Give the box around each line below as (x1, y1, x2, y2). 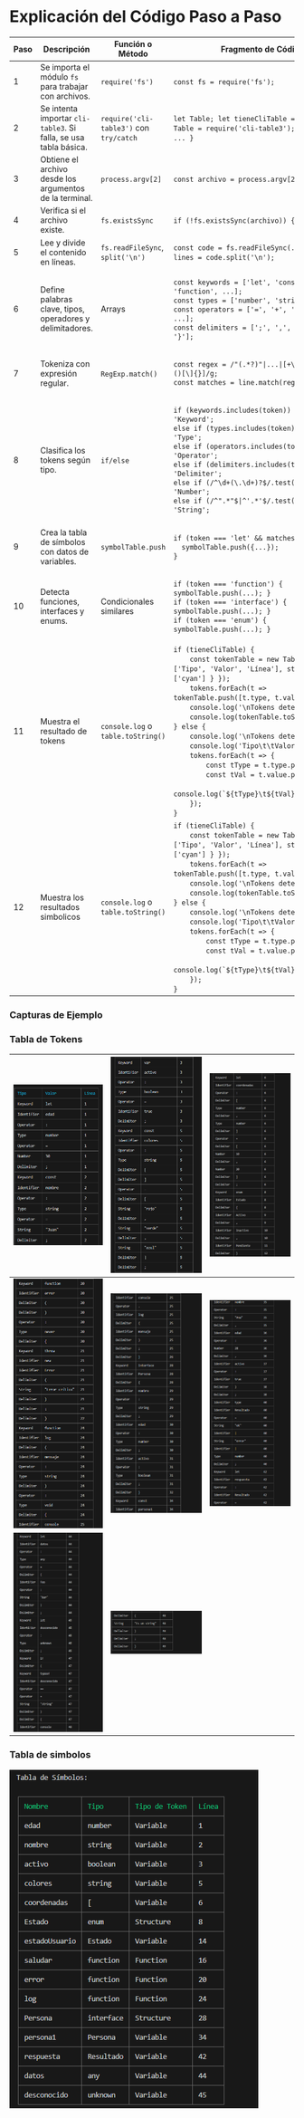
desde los (40, 174, 77, 185)
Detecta (40, 586, 70, 597)
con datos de (40, 546, 90, 557)
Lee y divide (40, 237, 86, 248)
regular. (40, 378, 70, 388)
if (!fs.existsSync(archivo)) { (173, 216, 296, 225)
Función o (114, 39, 153, 50)
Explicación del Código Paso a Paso (9, 6, 282, 27)
